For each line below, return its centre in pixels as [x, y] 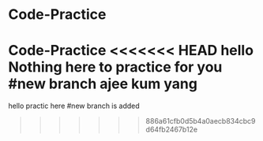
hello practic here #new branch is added [74, 106]
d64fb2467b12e [172, 130]
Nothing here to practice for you [115, 67]
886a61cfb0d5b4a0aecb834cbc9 [201, 121]
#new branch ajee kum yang [103, 84]
